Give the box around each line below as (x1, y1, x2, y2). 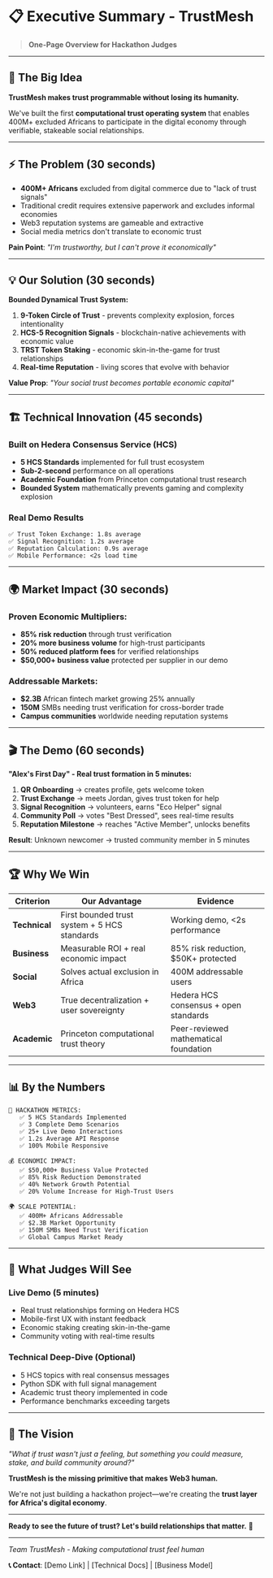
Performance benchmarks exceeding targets (19, 1396, 171, 1406)
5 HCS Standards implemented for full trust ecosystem (19, 457, 205, 467)
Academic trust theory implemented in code (19, 1387, 168, 1397)
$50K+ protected (170, 952, 237, 964)
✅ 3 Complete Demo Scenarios (19, 1120, 119, 1129)
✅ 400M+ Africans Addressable (19, 1212, 123, 1220)
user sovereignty (60, 1004, 125, 1016)
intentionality (19, 319, 64, 329)
